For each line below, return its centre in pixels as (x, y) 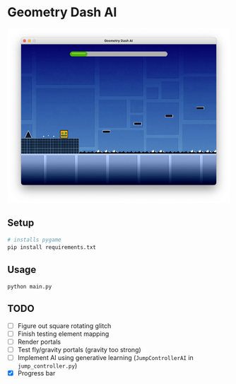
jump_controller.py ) (47, 366)
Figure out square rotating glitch (64, 325)
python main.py (30, 286)
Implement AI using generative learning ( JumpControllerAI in (106, 357)
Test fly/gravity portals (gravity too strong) (79, 349)
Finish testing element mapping (63, 334)
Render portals (39, 342)
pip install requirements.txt (52, 248)
